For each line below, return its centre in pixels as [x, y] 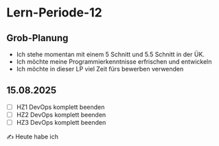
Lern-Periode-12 [54, 13]
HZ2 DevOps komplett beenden [61, 114]
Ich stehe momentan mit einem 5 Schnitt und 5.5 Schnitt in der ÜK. [111, 54]
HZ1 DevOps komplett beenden [60, 107]
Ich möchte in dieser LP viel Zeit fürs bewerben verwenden [100, 69]
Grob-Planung [37, 38]
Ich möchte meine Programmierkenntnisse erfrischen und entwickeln [114, 62]
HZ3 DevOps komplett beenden [61, 122]
